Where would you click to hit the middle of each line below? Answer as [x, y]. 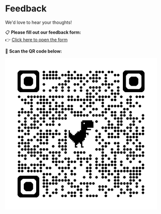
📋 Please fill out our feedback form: [43, 32]
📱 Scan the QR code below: [33, 51]
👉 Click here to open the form [36, 40]
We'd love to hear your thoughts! [38, 22]
